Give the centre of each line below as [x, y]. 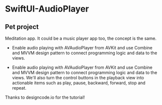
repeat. [19, 88]
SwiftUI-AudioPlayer [47, 9]
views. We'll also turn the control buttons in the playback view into [78, 78]
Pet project [22, 27]
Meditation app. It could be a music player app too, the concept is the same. [81, 38]
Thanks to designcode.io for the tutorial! [45, 97]
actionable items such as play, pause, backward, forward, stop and [79, 83]
